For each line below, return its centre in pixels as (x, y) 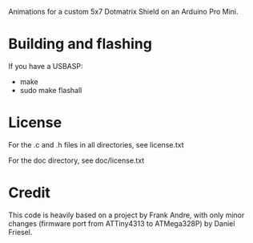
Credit (29, 193)
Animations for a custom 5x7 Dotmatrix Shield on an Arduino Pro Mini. (123, 12)
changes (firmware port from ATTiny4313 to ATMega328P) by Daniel (122, 223)
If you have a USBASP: (46, 66)
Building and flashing (80, 44)
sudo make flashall (51, 90)
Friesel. (20, 232)
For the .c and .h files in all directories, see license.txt (96, 144)
